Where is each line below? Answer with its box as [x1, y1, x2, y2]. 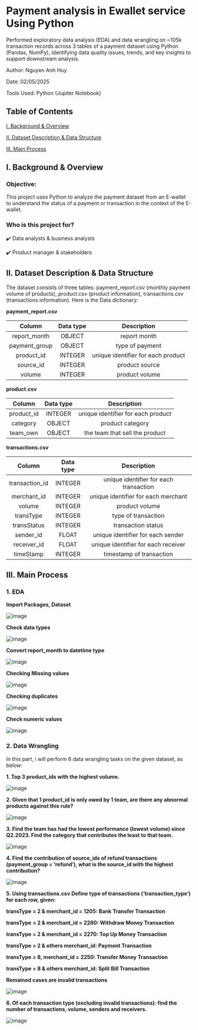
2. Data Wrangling [6, 742, 59, 750]
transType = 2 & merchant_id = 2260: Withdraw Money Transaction [6, 919, 174, 926]
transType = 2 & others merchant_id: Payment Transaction [6, 942, 152, 949]
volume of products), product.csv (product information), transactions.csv [6, 290, 184, 297]
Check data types [6, 624, 51, 631]
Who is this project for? [6, 221, 75, 229]
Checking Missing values [6, 670, 70, 677]
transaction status [113, 521, 164, 529]
